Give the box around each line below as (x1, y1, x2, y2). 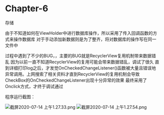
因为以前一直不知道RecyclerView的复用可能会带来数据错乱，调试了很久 (10, 59, 154, 65)
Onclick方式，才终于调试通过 (5, 83, 64, 89)
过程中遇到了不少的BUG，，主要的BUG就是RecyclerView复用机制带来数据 (5, 52, 152, 59)
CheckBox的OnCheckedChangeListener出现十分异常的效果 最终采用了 (5, 77, 147, 83)
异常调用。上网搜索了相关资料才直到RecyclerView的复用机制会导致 (5, 71, 140, 77)
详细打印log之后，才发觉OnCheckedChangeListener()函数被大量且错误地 (9, 65, 156, 71)
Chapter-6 (5, 3, 48, 14)
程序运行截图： (5, 93, 35, 99)
